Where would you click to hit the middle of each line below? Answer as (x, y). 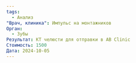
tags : (13, 12)
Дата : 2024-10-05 (28, 51)
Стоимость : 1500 (26, 46)
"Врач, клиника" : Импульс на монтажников (59, 23)
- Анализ (23, 17)
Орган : (14, 28)
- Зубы (20, 34)
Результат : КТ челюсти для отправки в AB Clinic (68, 40)
